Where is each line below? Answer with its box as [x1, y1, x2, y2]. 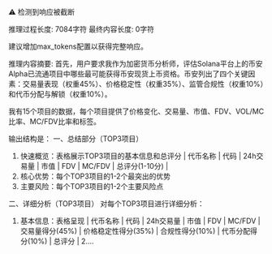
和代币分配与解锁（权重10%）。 [8, 89, 112, 99]
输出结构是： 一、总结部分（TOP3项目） [8, 134, 144, 144]
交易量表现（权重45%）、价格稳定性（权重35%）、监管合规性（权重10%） [22, 80, 265, 88]
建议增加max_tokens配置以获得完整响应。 [8, 41, 149, 51]
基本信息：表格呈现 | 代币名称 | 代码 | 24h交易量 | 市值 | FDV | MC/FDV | [19, 216, 261, 226]
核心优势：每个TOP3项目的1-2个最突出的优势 [19, 171, 171, 181]
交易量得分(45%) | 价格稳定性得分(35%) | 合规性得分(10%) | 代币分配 [19, 226, 251, 235]
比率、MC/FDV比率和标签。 [8, 117, 101, 126]
